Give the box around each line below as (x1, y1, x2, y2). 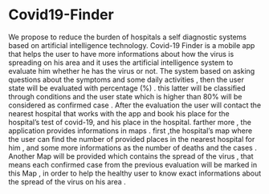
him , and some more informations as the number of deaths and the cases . (8, 143, 257, 152)
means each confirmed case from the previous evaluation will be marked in (8, 160, 258, 169)
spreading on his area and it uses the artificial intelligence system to (8, 58, 234, 67)
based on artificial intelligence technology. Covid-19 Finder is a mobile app (8, 40, 255, 50)
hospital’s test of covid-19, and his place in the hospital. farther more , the (8, 117, 251, 127)
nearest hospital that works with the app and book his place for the (8, 108, 230, 118)
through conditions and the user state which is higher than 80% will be (8, 91, 243, 101)
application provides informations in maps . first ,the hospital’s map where (8, 126, 253, 135)
